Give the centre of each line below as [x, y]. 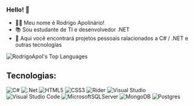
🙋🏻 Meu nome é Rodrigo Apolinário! [60, 23]
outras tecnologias [38, 45]
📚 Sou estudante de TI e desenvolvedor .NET [72, 30]
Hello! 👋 [18, 10]
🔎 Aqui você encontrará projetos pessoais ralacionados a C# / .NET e [102, 38]
